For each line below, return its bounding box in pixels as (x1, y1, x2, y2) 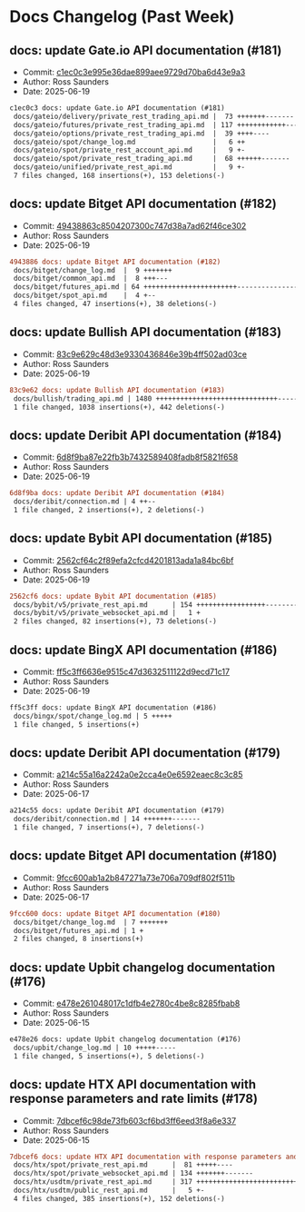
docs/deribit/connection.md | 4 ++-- (13, 497, 156, 506)
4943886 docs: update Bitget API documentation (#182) (9, 257, 221, 266)
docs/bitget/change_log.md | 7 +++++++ (13, 918, 169, 927)
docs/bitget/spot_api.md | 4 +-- (13, 291, 156, 301)
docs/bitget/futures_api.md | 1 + (13, 926, 144, 935)
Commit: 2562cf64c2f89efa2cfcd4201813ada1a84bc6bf (22, 554, 234, 565)
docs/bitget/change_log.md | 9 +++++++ (13, 265, 172, 274)
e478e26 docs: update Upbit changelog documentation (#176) (9, 1035, 242, 1044)
